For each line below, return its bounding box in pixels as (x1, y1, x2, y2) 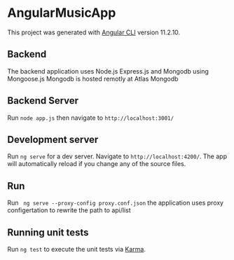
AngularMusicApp (7, 5, 116, 21)
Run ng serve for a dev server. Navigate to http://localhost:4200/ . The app (7, 152, 228, 160)
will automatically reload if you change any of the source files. (7, 160, 186, 168)
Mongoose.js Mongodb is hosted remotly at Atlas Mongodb (7, 74, 179, 83)
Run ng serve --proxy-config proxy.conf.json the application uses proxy (7, 198, 224, 207)
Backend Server (7, 95, 79, 107)
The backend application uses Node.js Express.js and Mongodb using (7, 67, 209, 75)
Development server (7, 133, 99, 145)
